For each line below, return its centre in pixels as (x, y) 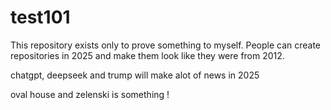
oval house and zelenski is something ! (90, 94)
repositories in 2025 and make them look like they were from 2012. (147, 55)
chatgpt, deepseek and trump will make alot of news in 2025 (135, 75)
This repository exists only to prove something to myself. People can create (166, 45)
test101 (40, 17)
